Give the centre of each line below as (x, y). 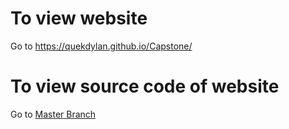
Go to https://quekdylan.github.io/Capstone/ (101, 46)
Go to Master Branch (53, 114)
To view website (79, 18)
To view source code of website (145, 86)
